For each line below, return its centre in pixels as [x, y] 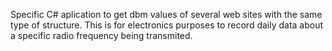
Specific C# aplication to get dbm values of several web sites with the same [166, 14]
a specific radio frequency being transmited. [101, 35]
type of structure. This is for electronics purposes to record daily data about [167, 25]
